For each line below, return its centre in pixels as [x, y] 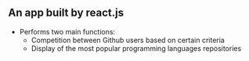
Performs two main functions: [67, 31]
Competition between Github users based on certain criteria [128, 40]
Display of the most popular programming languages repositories [136, 48]
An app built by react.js [66, 13]
